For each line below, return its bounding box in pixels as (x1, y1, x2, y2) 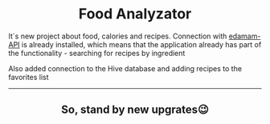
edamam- (228, 31, 261, 41)
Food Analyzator (78, 5, 192, 23)
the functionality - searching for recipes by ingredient (8, 48, 186, 58)
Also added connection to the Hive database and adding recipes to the (8, 63, 243, 73)
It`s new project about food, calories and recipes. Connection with (8, 31, 227, 41)
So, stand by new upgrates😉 (61, 103, 209, 117)
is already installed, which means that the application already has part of (21, 39, 262, 49)
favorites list (8, 72, 50, 82)
